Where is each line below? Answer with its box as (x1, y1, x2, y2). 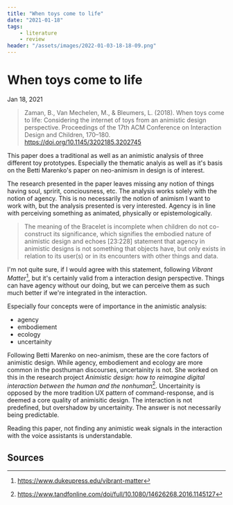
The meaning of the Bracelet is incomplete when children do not (24, 222, 208, 231)
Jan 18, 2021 (7, 95, 43, 103)
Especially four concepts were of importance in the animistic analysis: (7, 302, 207, 310)
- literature (19, 29, 58, 37)
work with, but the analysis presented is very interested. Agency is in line (7, 202, 216, 210)
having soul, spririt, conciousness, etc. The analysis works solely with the (7, 186, 217, 195)
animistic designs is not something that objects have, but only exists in (24, 244, 226, 253)
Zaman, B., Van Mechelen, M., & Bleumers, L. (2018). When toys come (24, 108, 225, 116)
